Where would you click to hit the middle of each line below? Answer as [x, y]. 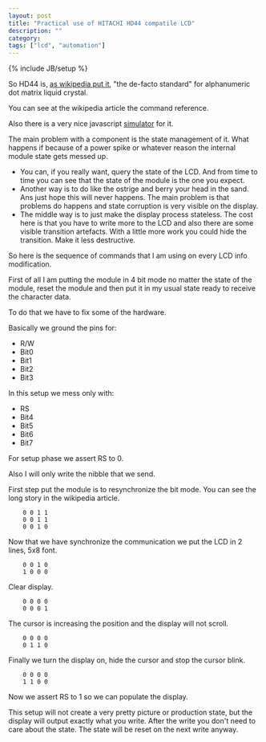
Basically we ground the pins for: [62, 328]
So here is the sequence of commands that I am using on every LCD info [128, 256]
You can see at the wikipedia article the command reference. [109, 108]
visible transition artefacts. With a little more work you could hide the [133, 232]
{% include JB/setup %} [48, 68]
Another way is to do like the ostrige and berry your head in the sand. [134, 189]
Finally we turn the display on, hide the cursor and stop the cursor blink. [127, 660]
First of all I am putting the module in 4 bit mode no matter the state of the [130, 280]
